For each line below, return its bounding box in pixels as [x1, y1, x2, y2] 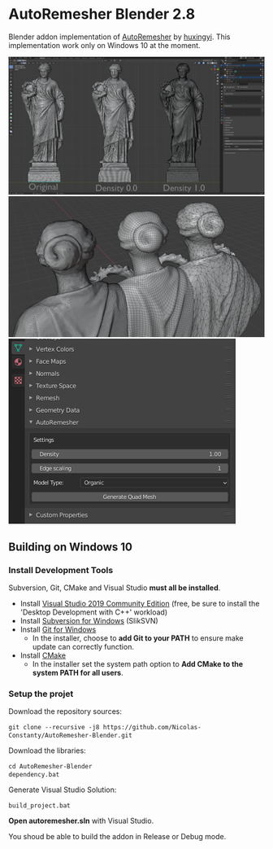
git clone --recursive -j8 [8, 724, 100, 732]
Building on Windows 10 [8, 540, 132, 554]
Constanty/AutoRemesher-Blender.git [8, 732, 132, 740]
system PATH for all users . [32, 668, 123, 678]
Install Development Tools [8, 564, 114, 575]
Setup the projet [8, 689, 74, 700]
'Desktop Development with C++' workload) [19, 607, 168, 617]
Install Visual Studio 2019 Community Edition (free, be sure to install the [19, 599, 260, 609]
